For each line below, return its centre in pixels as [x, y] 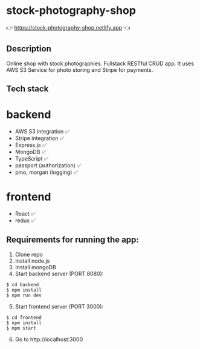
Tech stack [27, 89]
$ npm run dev [24, 295]
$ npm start [21, 328]
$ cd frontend [24, 318]
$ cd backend [23, 284]
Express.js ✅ [31, 145]
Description [29, 49]
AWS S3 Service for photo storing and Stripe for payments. [80, 69]
